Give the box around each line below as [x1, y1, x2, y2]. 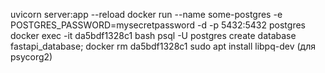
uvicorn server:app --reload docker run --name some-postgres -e [10, 9, 283, 20]
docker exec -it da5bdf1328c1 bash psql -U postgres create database [10, 30, 297, 41]
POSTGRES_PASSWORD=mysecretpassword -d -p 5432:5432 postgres [10, 19, 306, 31]
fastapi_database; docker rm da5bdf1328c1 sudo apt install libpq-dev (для [10, 40, 316, 52]
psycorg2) [10, 51, 53, 63]
